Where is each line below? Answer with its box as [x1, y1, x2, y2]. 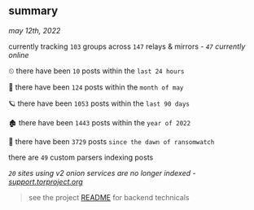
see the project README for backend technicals [28, 192, 190, 202]
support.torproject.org [8, 177, 83, 186]
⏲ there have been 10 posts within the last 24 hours [8, 66, 185, 76]
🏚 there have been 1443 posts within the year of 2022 [8, 117, 191, 127]
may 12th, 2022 [8, 25, 61, 35]
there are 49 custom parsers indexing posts [8, 152, 154, 162]
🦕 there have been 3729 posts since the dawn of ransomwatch [8, 136, 215, 147]
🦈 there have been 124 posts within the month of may [8, 82, 184, 92]
